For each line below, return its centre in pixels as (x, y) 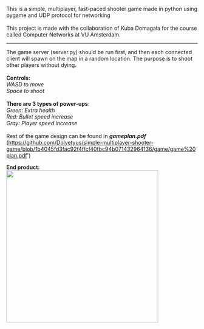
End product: (23, 167)
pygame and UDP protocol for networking (58, 15)
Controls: (19, 78)
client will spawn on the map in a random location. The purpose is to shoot (100, 58)
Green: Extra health (31, 110)
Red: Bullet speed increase (40, 117)
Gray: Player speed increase (42, 123)
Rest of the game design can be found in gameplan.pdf (76, 136)
